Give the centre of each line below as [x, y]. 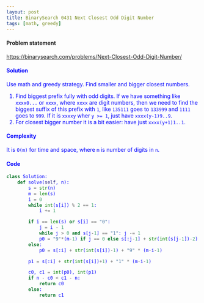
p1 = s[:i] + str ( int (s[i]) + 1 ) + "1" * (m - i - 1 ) [90, 261]
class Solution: [27, 177]
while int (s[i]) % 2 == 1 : [63, 205]
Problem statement [31, 43]
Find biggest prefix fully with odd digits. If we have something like [98, 96]
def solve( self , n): [43, 182]
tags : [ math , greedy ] [34, 23]
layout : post [23, 12]
